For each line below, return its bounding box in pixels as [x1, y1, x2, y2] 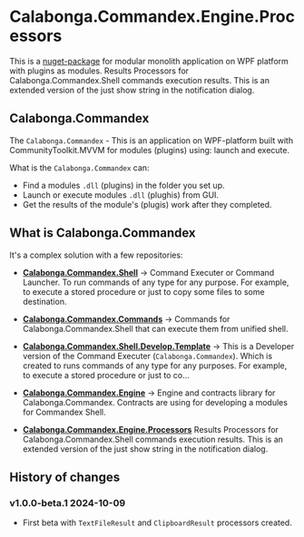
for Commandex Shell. [22, 406, 106, 417]
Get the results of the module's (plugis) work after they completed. [22, 199, 272, 210]
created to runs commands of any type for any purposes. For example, [22, 360, 288, 371]
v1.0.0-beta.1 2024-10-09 [9, 496, 126, 509]
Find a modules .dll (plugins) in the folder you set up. [22, 180, 225, 190]
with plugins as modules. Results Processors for [9, 65, 189, 76]
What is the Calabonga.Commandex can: [9, 161, 150, 173]
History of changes [9, 469, 121, 484]
